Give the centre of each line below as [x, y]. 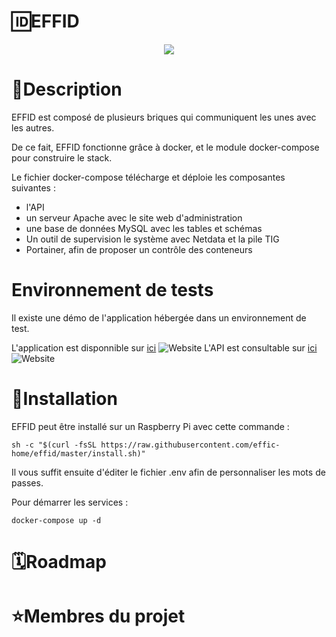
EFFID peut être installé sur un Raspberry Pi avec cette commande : [150, 426]
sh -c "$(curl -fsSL [54, 445]
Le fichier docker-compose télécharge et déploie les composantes [148, 177]
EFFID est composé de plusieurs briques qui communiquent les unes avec [164, 117]
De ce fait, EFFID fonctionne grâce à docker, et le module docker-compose [165, 147]
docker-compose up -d [56, 520]
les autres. [33, 127]
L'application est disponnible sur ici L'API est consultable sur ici [164, 347]
